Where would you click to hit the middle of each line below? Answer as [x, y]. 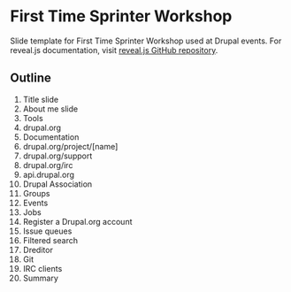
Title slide [41, 99]
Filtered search [50, 240]
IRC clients [42, 268]
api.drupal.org [48, 174]
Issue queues [47, 231]
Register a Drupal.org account [77, 221]
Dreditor [38, 250]
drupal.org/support [57, 156]
